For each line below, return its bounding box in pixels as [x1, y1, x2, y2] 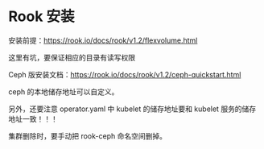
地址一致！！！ [8, 114, 58, 123]
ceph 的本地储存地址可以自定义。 [8, 86, 119, 97]
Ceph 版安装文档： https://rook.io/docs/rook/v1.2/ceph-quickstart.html [8, 69, 241, 79]
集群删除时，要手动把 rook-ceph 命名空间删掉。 [8, 130, 167, 141]
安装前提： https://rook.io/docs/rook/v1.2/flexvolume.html [8, 35, 198, 45]
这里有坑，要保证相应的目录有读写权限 [8, 52, 135, 62]
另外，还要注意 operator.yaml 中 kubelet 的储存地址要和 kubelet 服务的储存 [8, 104, 257, 114]
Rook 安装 [8, 7, 75, 26]
